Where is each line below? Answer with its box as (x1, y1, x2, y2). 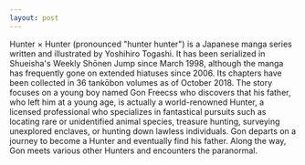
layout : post (9, 13, 59, 23)
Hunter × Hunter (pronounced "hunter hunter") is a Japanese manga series (9, 38, 292, 49)
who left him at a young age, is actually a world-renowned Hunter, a (9, 97, 265, 108)
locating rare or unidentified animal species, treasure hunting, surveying (9, 116, 280, 127)
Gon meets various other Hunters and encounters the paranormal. (9, 145, 258, 156)
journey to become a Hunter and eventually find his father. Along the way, (9, 135, 287, 146)
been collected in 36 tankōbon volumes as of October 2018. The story (9, 77, 273, 88)
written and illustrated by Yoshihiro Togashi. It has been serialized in (9, 47, 266, 59)
